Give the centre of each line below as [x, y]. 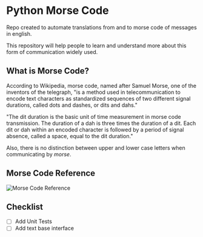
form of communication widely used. [52, 52]
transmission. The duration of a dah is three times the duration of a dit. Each [101, 123]
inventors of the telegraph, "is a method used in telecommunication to [93, 92]
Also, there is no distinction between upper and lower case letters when [96, 148]
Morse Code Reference [51, 173]
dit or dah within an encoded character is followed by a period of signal [95, 129]
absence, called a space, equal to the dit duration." [70, 136]
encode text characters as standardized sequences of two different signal [98, 98]
